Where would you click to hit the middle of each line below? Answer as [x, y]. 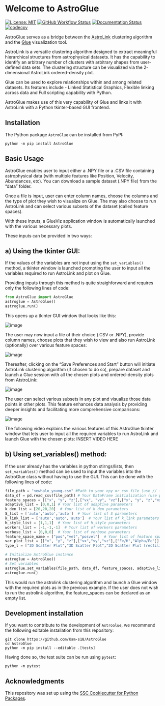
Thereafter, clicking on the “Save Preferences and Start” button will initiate [80, 364]
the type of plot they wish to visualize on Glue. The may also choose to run [81, 201]
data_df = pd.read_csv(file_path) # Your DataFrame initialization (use [81, 495]
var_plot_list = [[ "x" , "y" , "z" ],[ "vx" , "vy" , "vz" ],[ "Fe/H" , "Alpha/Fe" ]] [82, 541]
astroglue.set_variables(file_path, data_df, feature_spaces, [70, 568]
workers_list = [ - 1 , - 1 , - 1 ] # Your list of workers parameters [71, 527]
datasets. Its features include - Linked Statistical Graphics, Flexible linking [80, 87]
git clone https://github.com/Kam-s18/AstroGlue [56, 640]
